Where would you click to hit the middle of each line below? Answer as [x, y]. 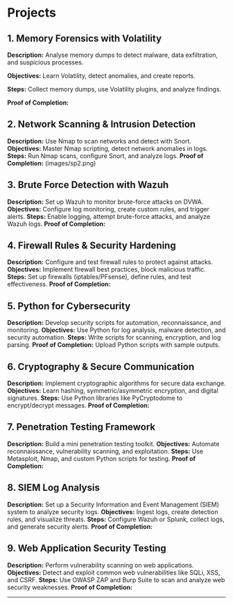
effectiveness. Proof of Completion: [59, 284]
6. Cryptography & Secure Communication [101, 366]
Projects [32, 13]
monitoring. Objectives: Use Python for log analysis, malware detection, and [116, 330]
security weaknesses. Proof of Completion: [70, 587]
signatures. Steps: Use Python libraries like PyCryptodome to [95, 398]
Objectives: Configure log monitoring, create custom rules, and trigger [108, 209]
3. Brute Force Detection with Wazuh [88, 185]
